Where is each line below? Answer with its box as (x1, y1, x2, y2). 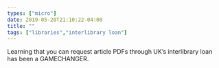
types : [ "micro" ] (7, 10, 57, 17)
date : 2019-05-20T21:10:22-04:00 (7, 16, 103, 23)
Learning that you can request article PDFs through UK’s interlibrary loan (7, 48, 213, 56)
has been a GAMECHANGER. (7, 55, 89, 63)
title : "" (7, 22, 36, 29)
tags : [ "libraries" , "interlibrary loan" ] (7, 29, 128, 36)
